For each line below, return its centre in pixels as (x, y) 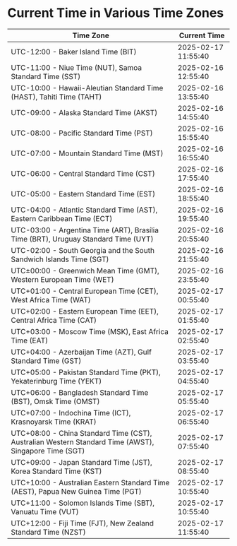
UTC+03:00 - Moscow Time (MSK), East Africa (90, 331)
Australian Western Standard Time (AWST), (83, 441)
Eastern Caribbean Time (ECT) (62, 218)
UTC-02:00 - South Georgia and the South (83, 250)
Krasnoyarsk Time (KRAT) (54, 422)
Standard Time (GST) (46, 360)
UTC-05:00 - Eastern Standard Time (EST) (83, 194)
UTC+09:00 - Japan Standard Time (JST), (82, 462)
